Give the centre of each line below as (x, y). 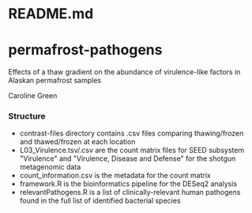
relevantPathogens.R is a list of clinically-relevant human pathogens (130, 192)
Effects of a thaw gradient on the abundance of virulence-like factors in (124, 72)
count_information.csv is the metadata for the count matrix (115, 176)
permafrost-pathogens (85, 50)
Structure (27, 116)
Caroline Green (33, 96)
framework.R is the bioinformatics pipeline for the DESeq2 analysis (128, 184)
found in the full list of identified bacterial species (100, 201)
